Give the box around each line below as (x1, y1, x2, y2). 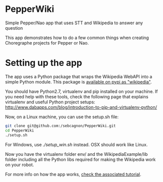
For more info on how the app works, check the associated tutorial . (5, 171, 142, 177)
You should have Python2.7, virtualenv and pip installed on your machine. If (5, 88, 158, 94)
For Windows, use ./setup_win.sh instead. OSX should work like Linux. (5, 141, 148, 147)
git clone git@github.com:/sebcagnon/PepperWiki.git (5, 123, 116, 128)
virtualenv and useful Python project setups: (5, 99, 95, 105)
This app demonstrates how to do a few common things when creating (5, 35, 149, 41)
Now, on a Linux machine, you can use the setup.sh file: (5, 114, 119, 120)
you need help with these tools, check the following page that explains (5, 93, 149, 99)
